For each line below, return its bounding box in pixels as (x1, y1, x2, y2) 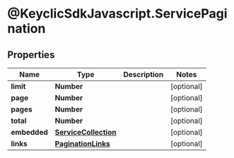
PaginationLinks (54, 139, 111, 148)
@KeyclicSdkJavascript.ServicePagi (7, 6, 228, 22)
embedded (11, 128, 48, 137)
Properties (7, 49, 55, 61)
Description (123, 70, 164, 79)
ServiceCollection (54, 128, 117, 137)
